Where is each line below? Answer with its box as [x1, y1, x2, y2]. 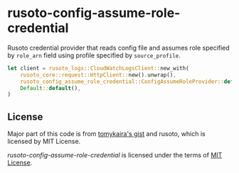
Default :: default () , [20, 84, 81, 91]
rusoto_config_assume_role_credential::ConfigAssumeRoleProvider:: [20, 78, 224, 85]
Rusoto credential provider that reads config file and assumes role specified [7, 43, 230, 52]
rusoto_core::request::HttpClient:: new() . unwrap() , [20, 71, 176, 79]
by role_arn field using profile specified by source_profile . [7, 51, 181, 60]
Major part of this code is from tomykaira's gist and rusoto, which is [7, 130, 206, 138]
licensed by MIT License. [7, 137, 81, 146]
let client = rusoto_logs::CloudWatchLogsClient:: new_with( [7, 65, 190, 72]
